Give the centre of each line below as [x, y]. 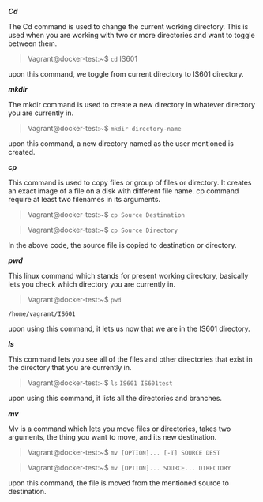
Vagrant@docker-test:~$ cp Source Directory [103, 230]
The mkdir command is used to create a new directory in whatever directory [131, 105]
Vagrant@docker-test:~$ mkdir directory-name [104, 128]
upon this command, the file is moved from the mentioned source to [118, 483]
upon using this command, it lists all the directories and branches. [115, 398]
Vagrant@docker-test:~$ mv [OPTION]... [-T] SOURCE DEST [124, 452]
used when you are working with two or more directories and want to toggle [131, 35]
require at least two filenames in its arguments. [84, 199]
